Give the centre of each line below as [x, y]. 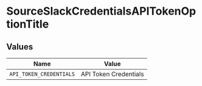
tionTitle [28, 24]
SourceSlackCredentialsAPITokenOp [101, 11]
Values [20, 47]
